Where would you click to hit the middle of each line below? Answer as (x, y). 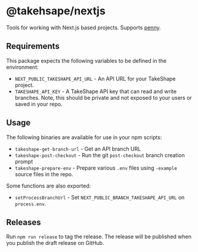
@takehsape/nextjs (56, 11)
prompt (24, 161)
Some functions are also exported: (49, 186)
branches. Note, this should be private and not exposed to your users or (103, 97)
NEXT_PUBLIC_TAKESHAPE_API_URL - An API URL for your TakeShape (95, 78)
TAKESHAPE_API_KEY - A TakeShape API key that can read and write (96, 91)
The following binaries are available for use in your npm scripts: (84, 137)
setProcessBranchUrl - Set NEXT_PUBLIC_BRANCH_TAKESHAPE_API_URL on (100, 197)
